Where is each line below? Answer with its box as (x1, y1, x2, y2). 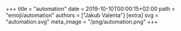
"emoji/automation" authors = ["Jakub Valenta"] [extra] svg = (5, 12, 159, 19)
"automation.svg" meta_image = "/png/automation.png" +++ (5, 18, 158, 25)
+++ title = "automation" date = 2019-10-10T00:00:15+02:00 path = (5, 5, 176, 12)
